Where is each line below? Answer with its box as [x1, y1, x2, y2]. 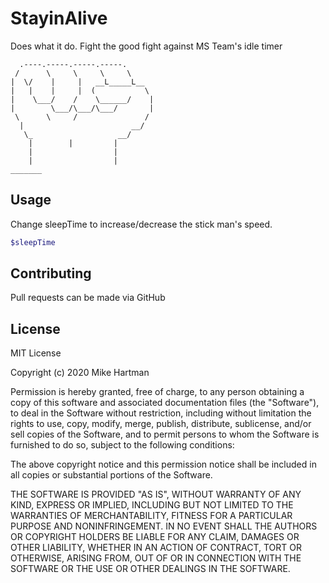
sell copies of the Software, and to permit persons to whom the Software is [10, 428, 320, 441]
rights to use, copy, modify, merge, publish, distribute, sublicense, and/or [10, 418, 312, 430]
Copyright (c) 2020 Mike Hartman [10, 367, 150, 379]
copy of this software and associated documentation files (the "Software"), [10, 397, 320, 409]
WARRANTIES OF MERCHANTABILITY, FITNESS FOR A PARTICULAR [10, 510, 293, 522]
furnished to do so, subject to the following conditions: [10, 439, 235, 451]
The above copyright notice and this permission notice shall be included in [10, 458, 317, 471]
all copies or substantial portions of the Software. [10, 469, 213, 481]
